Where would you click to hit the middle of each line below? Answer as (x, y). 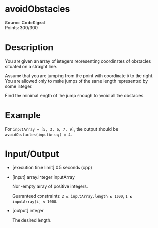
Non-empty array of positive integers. (50, 186)
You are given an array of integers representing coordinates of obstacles (78, 61)
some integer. (19, 86)
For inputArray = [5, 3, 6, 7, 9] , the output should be (62, 129)
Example (23, 115)
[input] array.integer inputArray (43, 177)
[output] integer (28, 210)
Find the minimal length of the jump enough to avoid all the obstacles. (75, 95)
